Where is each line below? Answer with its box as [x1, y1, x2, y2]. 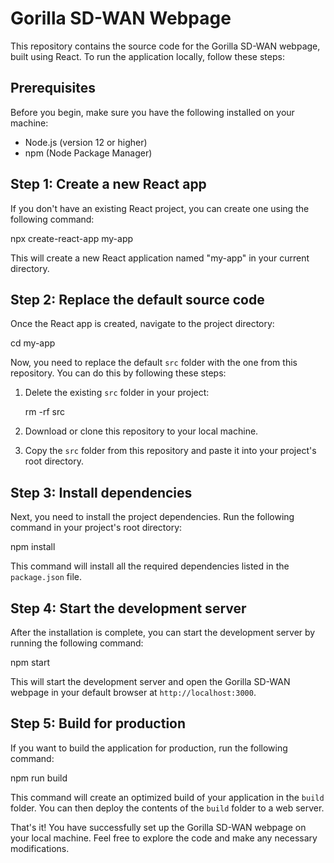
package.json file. [10, 571, 83, 583]
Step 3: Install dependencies [10, 484, 193, 501]
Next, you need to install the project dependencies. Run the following [10, 511, 295, 523]
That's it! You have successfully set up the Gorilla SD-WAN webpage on [10, 821, 307, 833]
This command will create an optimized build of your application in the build [10, 791, 325, 803]
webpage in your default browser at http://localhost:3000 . [10, 687, 257, 698]
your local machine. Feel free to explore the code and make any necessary [10, 832, 318, 844]
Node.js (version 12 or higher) [24, 136, 148, 148]
